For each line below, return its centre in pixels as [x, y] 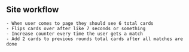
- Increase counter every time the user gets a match [75, 34]
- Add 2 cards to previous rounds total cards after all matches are [95, 39]
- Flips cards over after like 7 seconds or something [76, 28]
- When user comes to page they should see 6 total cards [80, 23]
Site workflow [33, 10]
